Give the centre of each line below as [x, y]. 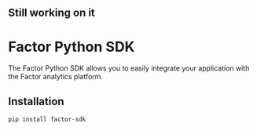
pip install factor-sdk [47, 120]
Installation [36, 101]
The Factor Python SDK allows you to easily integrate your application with [129, 68]
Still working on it [52, 13]
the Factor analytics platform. [56, 77]
